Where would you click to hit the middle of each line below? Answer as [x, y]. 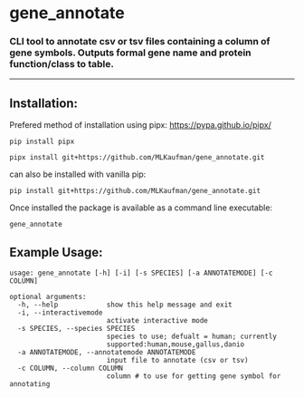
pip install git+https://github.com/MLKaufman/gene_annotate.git [135, 191]
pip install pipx [42, 142]
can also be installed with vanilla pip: [78, 174]
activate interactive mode [157, 321]
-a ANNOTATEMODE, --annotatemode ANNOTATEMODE [107, 353]
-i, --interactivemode [60, 313]
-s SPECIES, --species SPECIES [76, 329]
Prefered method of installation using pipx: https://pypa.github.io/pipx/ [140, 125]
